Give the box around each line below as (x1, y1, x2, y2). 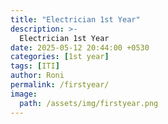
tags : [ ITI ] (10, 61, 60, 71)
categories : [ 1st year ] (10, 52, 110, 62)
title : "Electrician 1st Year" (10, 14, 141, 25)
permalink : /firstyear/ (10, 80, 110, 90)
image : (10, 89, 38, 99)
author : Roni (10, 71, 65, 81)
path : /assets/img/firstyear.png (19, 98, 159, 108)
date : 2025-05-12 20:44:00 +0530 (10, 42, 150, 53)
